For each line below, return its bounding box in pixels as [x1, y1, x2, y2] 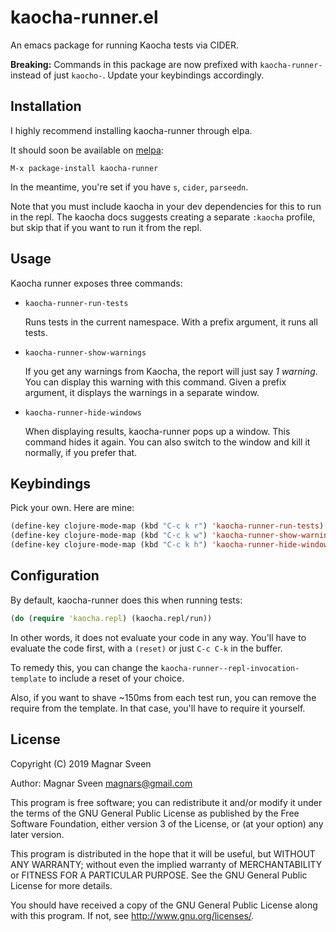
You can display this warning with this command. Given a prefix [24, 376, 287, 388]
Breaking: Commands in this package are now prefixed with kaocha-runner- [10, 58, 323, 70]
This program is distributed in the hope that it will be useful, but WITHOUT [10, 847, 316, 860]
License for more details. [10, 879, 113, 891]
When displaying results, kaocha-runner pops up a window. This [24, 425, 291, 437]
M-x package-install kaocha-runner [10, 163, 159, 173]
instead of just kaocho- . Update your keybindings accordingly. [10, 69, 265, 81]
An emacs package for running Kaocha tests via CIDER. [10, 39, 240, 51]
